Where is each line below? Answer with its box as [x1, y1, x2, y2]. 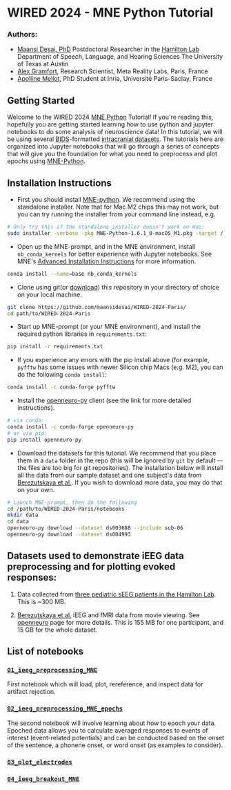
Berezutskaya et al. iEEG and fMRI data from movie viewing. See [17, 610, 200, 619]
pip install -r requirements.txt [7, 344, 103, 350]
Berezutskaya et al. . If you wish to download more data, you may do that [17, 478, 223, 487]
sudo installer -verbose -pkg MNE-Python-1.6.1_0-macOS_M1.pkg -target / [7, 229, 224, 236]
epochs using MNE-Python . [7, 157, 86, 165]
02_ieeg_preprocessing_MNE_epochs [7, 705, 123, 713]
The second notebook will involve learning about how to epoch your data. [7, 719, 217, 727]
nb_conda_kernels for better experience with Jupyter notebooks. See [17, 250, 212, 258]
